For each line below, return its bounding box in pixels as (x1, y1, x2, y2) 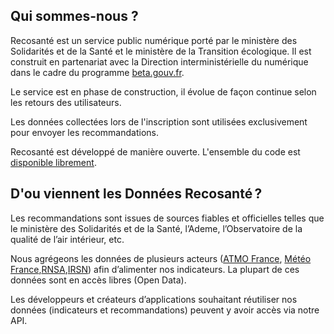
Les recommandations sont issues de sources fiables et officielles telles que (10, 212, 325, 224)
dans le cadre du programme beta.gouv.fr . (10, 66, 185, 78)
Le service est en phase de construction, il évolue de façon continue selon (10, 85, 317, 98)
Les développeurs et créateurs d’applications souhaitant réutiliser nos (10, 293, 298, 305)
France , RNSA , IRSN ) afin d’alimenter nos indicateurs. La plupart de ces (10, 263, 300, 275)
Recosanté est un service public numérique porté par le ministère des (10, 34, 298, 46)
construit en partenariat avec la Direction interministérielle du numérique (10, 55, 309, 68)
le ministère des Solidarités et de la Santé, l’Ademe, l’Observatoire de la (10, 222, 303, 234)
